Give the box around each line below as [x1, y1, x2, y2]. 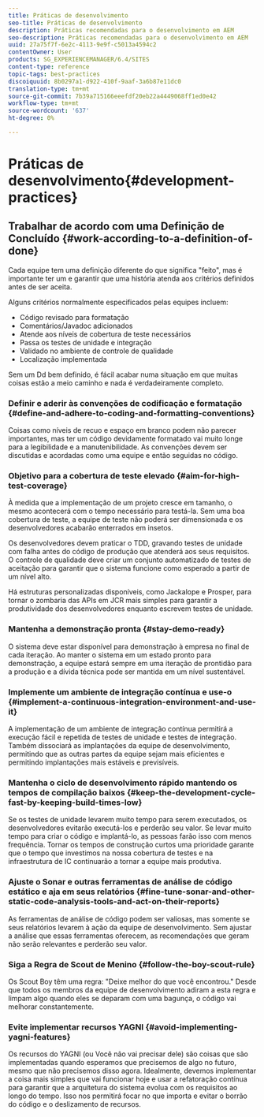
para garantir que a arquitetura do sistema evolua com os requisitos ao [8, 1083, 238, 1093]
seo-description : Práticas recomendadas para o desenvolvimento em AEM [8, 33, 248, 42]
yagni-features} [8, 1031, 71, 1042]
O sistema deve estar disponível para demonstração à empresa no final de [8, 642, 250, 651]
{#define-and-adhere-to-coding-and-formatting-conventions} [8, 408, 255, 419]
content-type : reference [8, 63, 90, 71]
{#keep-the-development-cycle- [126, 787, 256, 798]
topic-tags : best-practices [8, 70, 101, 78]
